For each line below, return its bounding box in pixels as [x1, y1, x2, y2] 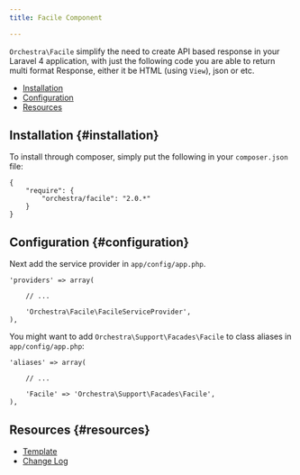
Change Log [22, 456, 69, 467]
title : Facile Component [9, 13, 103, 23]
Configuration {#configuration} [9, 234, 189, 250]
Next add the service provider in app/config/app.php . [9, 259, 206, 269]
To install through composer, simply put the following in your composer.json [9, 151, 288, 162]
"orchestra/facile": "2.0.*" [41, 195, 151, 204]
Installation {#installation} [9, 128, 159, 143]
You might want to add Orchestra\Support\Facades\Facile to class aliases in [9, 331, 292, 343]
